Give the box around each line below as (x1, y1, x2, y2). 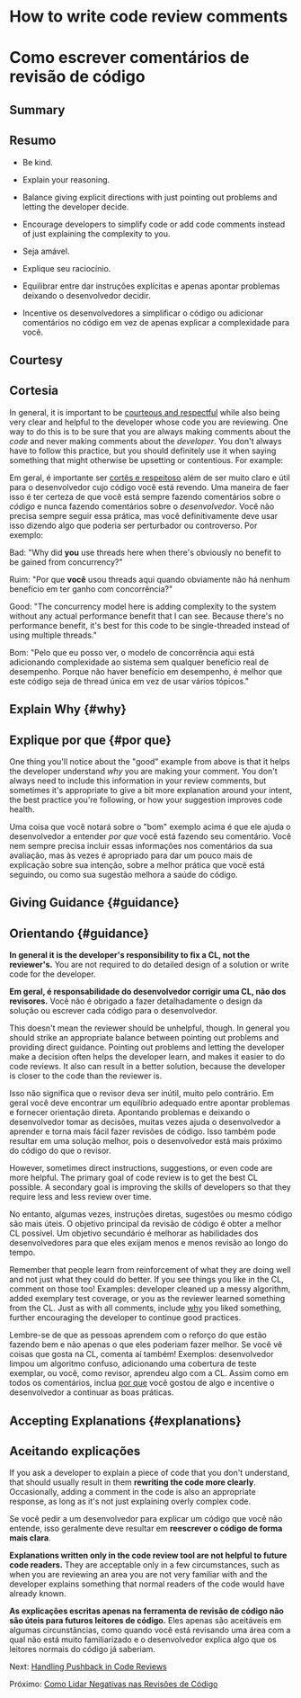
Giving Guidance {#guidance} (9, 895, 180, 910)
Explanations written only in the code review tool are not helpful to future (9, 1550, 288, 1561)
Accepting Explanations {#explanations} (9, 1413, 242, 1428)
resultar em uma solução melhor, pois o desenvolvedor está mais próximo (9, 1136, 283, 1147)
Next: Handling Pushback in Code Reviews (9, 1661, 168, 1672)
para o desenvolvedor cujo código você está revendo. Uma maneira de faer (9, 481, 289, 492)
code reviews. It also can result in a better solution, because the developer (9, 1061, 286, 1072)
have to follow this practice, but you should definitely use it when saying (9, 445, 277, 456)
